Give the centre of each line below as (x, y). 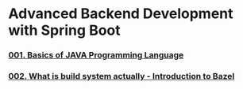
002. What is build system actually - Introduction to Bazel (121, 76)
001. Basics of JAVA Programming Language (96, 55)
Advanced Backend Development (121, 14)
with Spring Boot (64, 30)
